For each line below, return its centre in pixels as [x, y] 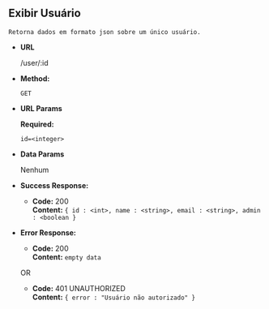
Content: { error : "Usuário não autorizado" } [114, 297]
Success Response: [54, 185]
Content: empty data [66, 257]
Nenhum [34, 170]
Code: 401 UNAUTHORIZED [79, 288]
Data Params [42, 154]
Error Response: [48, 232]
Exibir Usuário [45, 13]
